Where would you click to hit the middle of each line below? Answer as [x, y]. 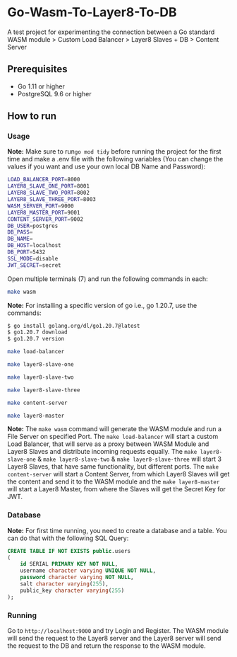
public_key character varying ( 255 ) [72, 590]
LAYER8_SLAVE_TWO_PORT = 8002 [49, 193]
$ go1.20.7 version [36, 339]
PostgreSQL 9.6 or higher [54, 93]
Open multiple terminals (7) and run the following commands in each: [108, 279]
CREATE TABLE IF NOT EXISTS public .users [69, 551]
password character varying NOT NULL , [77, 578]
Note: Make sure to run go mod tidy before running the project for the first [114, 152]
